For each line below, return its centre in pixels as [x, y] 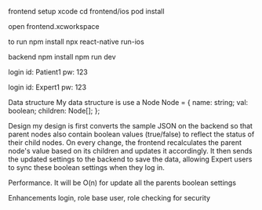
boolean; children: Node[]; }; [54, 110]
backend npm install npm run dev [62, 57]
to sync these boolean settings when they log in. [86, 167]
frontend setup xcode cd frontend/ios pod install [86, 11]
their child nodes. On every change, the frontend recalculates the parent [125, 143]
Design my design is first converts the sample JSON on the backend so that [131, 126]
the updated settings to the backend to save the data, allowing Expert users [130, 159]
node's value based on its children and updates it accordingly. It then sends [130, 151]
